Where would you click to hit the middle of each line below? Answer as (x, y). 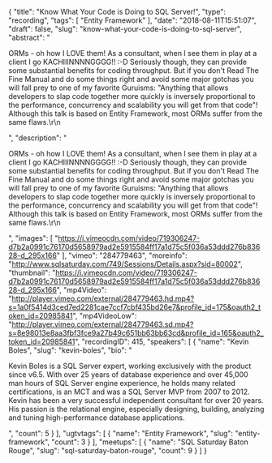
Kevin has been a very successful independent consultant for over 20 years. (136, 400)
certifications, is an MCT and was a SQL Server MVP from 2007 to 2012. (129, 392)
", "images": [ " (33, 238)
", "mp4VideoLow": (105, 316)
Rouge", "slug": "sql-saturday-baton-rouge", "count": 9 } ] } (108, 450)
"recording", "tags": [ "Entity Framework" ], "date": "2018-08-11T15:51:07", (132, 20)
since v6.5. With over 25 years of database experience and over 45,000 (129, 375)
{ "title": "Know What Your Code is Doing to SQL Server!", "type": (117, 12)
